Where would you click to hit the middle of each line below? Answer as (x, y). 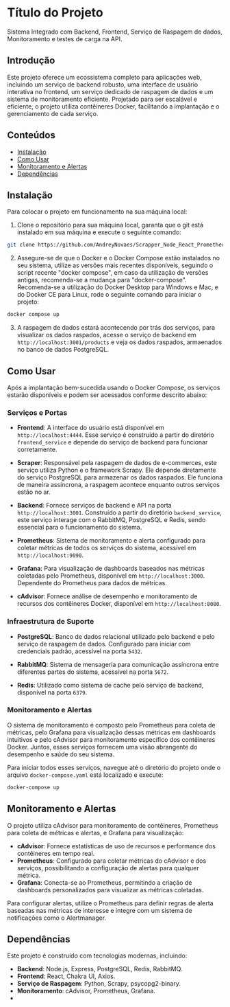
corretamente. (37, 450)
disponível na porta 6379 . (52, 692)
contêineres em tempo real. (56, 853)
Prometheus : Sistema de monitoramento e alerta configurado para (111, 541)
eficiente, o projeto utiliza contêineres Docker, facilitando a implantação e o (113, 106)
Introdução (31, 61)
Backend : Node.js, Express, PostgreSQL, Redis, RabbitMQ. (100, 969)
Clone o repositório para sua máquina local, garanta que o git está (110, 225)
